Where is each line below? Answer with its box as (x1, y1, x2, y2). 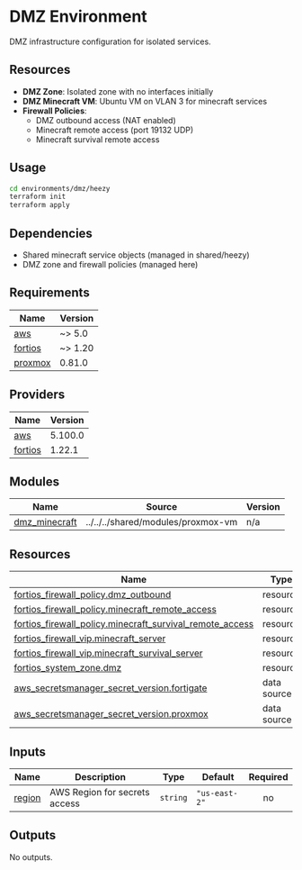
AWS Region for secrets (49, 786, 150, 799)
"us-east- (196, 788, 238, 799)
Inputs (9, 744, 47, 759)
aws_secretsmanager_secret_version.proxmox (13, 708, 209, 720)
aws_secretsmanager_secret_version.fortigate (13, 682, 208, 694)
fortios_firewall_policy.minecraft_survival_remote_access (13, 618, 254, 630)
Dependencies (9, 225, 93, 240)
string (159, 793, 188, 803)
